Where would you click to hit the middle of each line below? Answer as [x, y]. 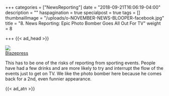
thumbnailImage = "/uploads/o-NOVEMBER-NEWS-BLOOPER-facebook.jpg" [85, 18]
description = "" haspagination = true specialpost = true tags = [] [73, 13]
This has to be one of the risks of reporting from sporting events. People [80, 63]
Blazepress [17, 53]
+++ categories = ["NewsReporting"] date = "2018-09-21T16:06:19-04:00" [83, 7]
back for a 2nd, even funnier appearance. [48, 79]
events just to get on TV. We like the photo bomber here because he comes [83, 73]
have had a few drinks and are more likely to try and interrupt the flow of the [84, 68]
